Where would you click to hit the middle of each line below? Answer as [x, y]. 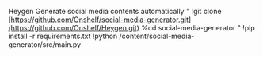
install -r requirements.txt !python [63, 36]
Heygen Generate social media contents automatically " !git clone [115, 11]
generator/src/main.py [45, 45]
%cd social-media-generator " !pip [198, 28]
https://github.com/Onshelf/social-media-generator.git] [101, 20]
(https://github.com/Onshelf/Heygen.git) [74, 28]
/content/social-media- [157, 36]
